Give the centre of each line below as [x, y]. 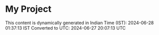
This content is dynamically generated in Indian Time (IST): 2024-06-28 [79, 23]
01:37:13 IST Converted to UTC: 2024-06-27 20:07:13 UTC [65, 28]
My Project [28, 9]
